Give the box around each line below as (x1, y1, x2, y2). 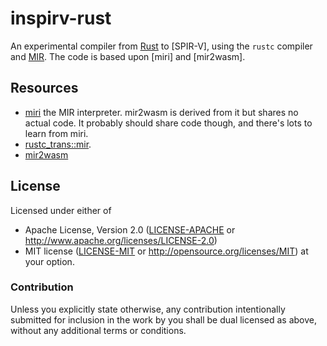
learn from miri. (24, 127, 89, 139)
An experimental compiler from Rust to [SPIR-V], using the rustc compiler (10, 40, 313, 52)
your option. (24, 255, 75, 267)
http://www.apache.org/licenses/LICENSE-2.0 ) (24, 234, 218, 246)
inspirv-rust (10, 7, 112, 30)
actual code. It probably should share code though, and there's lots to (24, 117, 313, 129)
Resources (10, 80, 79, 97)
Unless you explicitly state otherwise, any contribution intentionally (10, 303, 286, 315)
